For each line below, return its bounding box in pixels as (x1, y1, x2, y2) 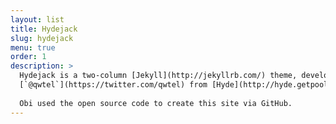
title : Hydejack (10, 24, 78, 34)
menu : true (10, 42, 56, 53)
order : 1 (10, 52, 47, 62)
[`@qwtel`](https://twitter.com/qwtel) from (19, 80, 208, 90)
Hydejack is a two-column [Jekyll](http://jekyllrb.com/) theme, (19, 71, 298, 81)
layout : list (10, 14, 65, 25)
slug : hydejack (10, 33, 74, 43)
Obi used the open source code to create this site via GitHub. (19, 98, 293, 108)
